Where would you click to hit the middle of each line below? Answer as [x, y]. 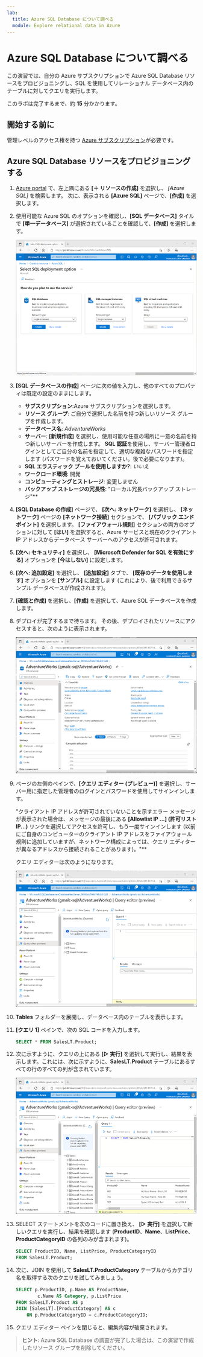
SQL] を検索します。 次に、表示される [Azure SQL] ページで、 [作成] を [103, 195]
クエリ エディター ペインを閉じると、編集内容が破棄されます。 [93, 1327]
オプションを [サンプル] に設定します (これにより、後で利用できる [106, 580]
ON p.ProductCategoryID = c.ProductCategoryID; [87, 1315]
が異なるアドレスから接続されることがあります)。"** [81, 849]
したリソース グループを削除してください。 [75, 1348]
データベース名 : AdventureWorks [65, 429]
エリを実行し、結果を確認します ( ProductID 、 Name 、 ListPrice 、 [112, 1231]
